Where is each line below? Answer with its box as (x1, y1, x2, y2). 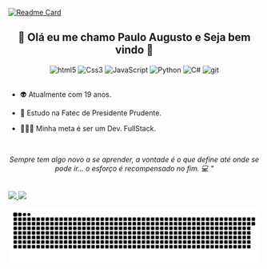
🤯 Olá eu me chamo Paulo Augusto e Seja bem (18, 30, 251, 44)
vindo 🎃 (114, 43, 154, 57)
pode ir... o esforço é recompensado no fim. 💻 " (54, 164, 214, 174)
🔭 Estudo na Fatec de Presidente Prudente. (19, 108, 162, 118)
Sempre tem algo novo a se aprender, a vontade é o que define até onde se (9, 155, 260, 164)
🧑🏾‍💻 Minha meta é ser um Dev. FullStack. (19, 124, 157, 134)
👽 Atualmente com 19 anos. (19, 90, 112, 99)
